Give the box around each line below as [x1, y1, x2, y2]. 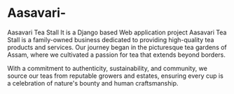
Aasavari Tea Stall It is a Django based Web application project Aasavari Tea [7, 28, 227, 36]
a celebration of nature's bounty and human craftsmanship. [7, 79, 179, 87]
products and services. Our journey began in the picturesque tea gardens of [7, 43, 228, 51]
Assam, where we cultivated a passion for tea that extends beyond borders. [7, 51, 226, 59]
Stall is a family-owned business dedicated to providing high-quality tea [7, 35, 214, 43]
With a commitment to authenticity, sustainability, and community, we [7, 64, 208, 72]
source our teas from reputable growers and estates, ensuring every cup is [7, 72, 224, 80]
